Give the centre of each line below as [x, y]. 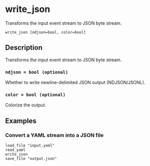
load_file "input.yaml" [30, 146]
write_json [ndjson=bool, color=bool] [45, 32]
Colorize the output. [26, 105]
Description [24, 48]
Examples [21, 121]
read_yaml [15, 150]
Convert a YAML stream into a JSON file [54, 135]
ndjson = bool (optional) [37, 72]
